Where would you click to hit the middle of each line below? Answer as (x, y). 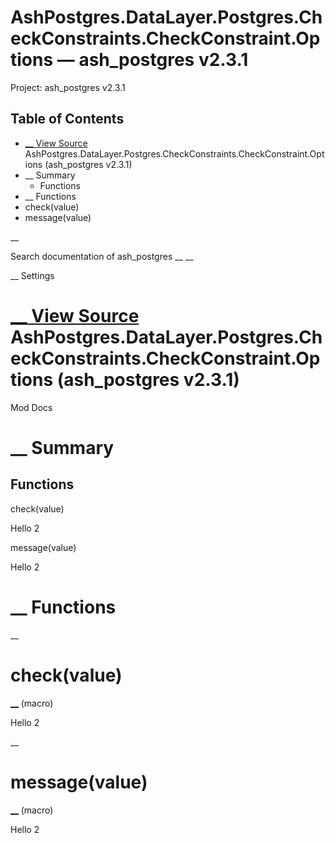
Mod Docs (31, 407)
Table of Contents (67, 119)
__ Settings (32, 275)
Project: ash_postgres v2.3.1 (68, 87)
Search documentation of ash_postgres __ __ (102, 256)
